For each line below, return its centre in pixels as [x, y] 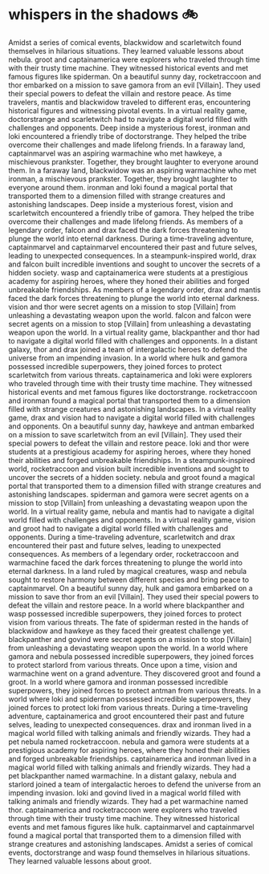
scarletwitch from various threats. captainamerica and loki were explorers [130, 375]
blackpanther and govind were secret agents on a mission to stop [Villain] [130, 639]
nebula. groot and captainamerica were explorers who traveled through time [134, 59]
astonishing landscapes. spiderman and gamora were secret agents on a [128, 494]
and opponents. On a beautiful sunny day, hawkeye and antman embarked [131, 426]
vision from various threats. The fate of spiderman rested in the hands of [128, 622]
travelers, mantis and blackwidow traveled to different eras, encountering [130, 102]
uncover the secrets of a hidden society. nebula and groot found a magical [132, 477]
